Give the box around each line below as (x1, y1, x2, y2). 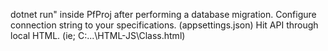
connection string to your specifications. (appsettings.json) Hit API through (10, 19, 319, 31)
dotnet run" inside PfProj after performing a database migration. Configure (10, 9, 317, 20)
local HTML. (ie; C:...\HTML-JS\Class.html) (10, 30, 186, 41)
